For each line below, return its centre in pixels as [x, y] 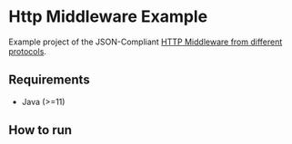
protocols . [28, 51]
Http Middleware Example [108, 17]
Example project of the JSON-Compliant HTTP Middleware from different [146, 42]
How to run [40, 130]
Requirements [49, 80]
